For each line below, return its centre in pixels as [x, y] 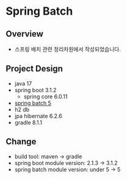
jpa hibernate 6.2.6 [38, 116]
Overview [25, 34]
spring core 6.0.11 [45, 97]
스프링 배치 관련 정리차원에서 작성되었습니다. [68, 49]
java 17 [23, 83]
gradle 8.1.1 [28, 122]
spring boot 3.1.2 [35, 90]
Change [21, 142]
